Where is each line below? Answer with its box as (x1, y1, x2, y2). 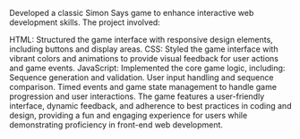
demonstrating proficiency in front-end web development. (9, 119, 224, 130)
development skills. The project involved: (9, 17, 161, 28)
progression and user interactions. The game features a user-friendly (9, 91, 265, 102)
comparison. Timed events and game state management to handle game (9, 82, 278, 92)
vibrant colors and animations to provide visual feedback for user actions (9, 53, 279, 63)
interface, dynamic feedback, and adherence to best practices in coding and (9, 101, 292, 110)
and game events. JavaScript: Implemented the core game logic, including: (9, 62, 286, 73)
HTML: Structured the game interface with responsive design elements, (9, 35, 273, 45)
